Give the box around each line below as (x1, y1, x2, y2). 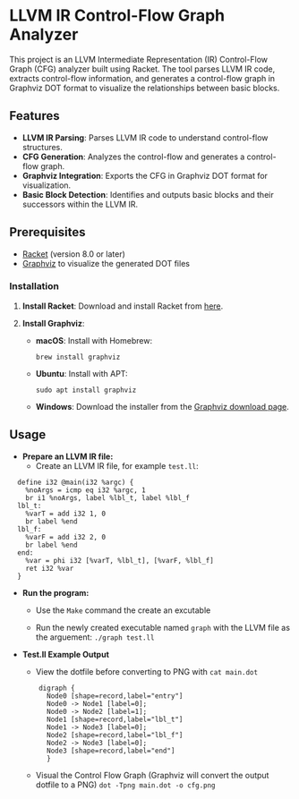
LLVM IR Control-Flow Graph (9, 5, 226, 26)
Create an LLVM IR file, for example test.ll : (35, 460, 199, 471)
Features (9, 108, 60, 123)
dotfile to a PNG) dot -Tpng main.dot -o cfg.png (35, 779, 217, 790)
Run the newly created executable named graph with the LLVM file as (35, 622, 291, 633)
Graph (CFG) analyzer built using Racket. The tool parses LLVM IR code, (9, 64, 276, 74)
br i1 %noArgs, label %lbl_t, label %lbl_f (25, 493, 191, 502)
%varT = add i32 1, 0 (25, 509, 106, 518)
